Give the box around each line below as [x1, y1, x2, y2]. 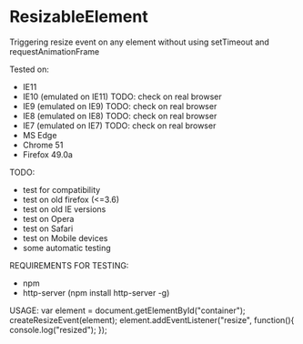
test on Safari [22, 223, 74, 234]
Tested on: [9, 64, 50, 75]
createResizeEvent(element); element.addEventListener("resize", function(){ [9, 314, 295, 325]
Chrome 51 [22, 139, 64, 150]
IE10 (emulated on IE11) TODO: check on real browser [22, 91, 222, 102]
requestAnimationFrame [9, 46, 100, 56]
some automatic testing [22, 242, 111, 253]
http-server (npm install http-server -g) [22, 287, 170, 298]
